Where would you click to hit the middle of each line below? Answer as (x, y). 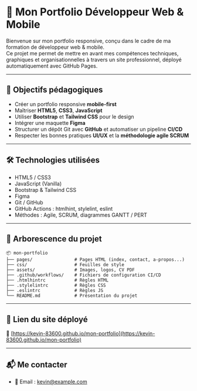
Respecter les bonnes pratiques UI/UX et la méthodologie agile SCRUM (102, 135)
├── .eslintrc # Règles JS (55, 291)
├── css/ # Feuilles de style (65, 265)
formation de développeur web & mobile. (55, 47)
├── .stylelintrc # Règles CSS (56, 286)
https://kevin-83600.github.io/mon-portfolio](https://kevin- (84, 334)
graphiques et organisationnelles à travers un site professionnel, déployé (94, 59)
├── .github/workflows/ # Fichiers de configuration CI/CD (84, 275)
